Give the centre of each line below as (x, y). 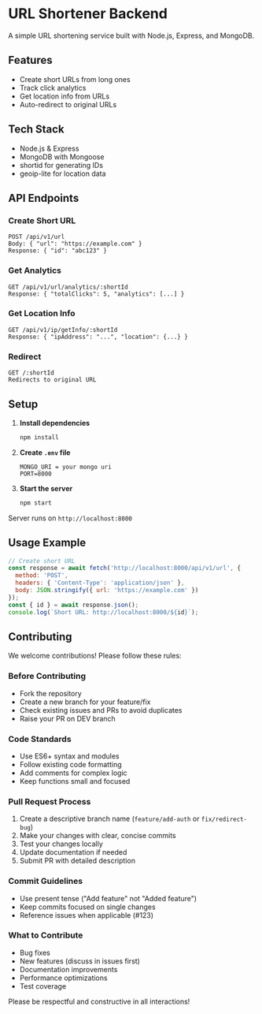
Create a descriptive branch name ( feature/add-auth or (109, 819)
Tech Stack (36, 130)
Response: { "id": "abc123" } (58, 251)
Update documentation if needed (73, 852)
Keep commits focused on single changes (87, 907)
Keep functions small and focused (75, 781)
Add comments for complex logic (73, 773)
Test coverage (43, 986)
